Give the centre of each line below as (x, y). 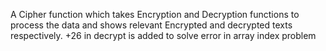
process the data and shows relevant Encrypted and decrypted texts (151, 25)
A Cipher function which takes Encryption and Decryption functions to (155, 14)
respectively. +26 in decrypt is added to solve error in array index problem (163, 35)
